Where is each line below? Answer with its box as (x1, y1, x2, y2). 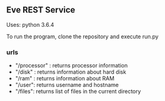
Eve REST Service (6, 5, 75, 15)
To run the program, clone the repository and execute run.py (6, 33, 159, 40)
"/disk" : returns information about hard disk (15, 68, 127, 75)
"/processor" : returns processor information (15, 62, 128, 69)
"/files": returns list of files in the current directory (15, 88, 141, 95)
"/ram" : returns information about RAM (15, 75, 115, 82)
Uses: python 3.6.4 (6, 21, 54, 28)
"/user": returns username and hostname (15, 82, 119, 89)
